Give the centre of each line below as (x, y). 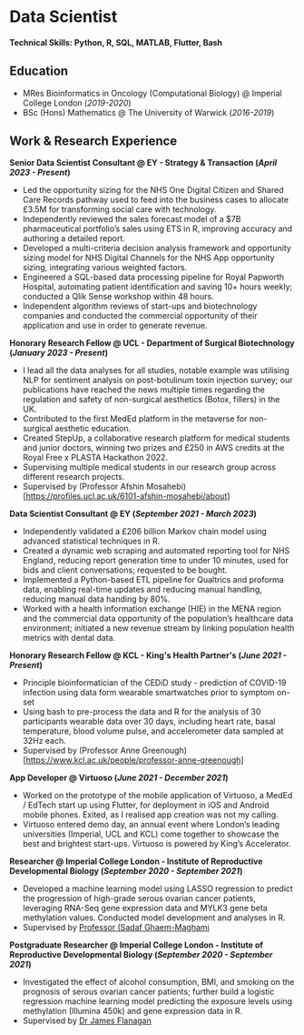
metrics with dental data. (69, 638)
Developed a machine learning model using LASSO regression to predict (157, 888)
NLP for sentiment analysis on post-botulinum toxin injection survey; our (157, 381)
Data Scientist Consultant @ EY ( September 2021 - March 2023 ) (133, 514)
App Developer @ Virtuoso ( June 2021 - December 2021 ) (119, 778)
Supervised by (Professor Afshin (83, 487)
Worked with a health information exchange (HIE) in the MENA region (152, 609)
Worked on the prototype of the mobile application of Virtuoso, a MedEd (157, 796)
